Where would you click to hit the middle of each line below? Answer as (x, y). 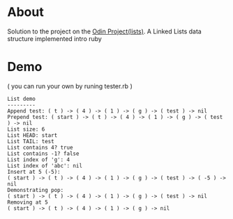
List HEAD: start (32, 135)
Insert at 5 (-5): (34, 172)
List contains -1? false (43, 154)
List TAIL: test (31, 141)
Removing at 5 (28, 202)
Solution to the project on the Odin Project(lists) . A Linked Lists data (105, 31)
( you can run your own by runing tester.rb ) (70, 86)
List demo (22, 99)
